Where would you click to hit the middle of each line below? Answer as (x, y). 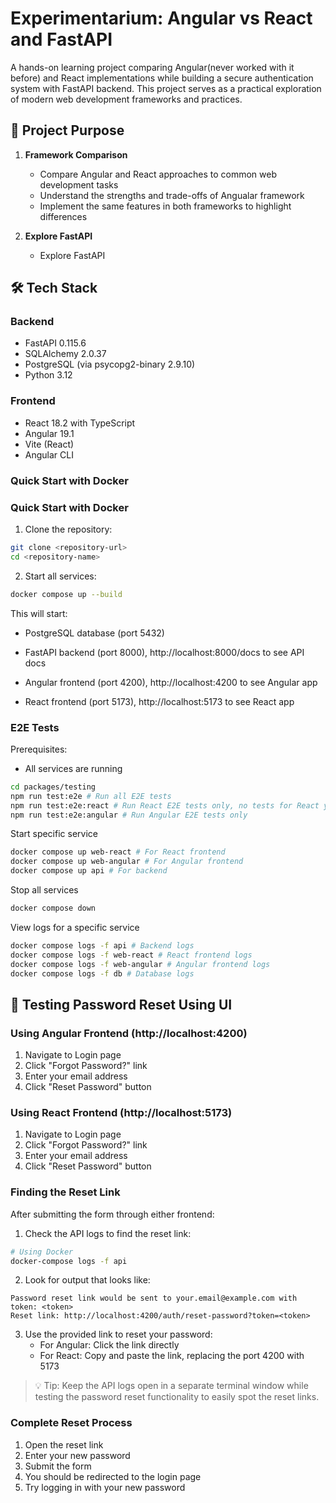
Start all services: (60, 576)
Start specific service (54, 834)
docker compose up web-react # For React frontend (118, 852)
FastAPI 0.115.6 (55, 343)
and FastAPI (61, 39)
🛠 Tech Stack (54, 288)
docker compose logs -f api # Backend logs (102, 945)
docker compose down (53, 908)
